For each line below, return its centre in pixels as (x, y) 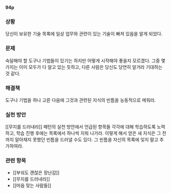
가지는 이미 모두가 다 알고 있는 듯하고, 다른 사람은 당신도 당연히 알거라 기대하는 (84, 67)
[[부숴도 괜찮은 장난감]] (36, 173)
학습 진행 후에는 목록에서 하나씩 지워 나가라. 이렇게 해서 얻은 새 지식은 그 (89, 133)
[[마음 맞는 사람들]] (32, 186)
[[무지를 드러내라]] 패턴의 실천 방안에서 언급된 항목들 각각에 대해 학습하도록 (81, 127)
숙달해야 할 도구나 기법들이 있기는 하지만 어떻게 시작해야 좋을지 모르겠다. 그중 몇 (85, 61)
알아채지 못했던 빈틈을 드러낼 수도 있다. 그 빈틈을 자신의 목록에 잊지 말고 (87, 140)
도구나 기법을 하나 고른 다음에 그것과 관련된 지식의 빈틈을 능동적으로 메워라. (81, 100)
